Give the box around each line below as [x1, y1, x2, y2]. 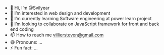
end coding [10, 26, 34, 32]
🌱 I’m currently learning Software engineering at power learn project [10, 16, 152, 21]
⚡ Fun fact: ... [10, 45, 38, 50]
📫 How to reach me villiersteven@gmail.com [10, 32, 104, 38]
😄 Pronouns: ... [10, 39, 43, 45]
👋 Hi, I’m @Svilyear [10, 5, 50, 11]
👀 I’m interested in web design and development [10, 10, 111, 16]
